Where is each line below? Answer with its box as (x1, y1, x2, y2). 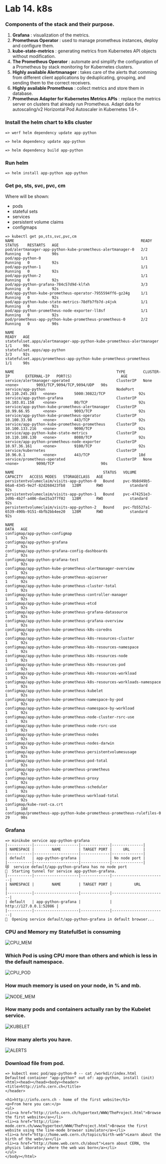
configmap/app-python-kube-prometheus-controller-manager (5, 592, 128, 597)
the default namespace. (5, 958, 64, 965)
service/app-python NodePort (5, 387, 135, 392)
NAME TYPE (5, 370, 126, 375)
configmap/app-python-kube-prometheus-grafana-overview (5, 619, 123, 624)
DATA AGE (5, 527, 28, 532)
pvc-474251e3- (123, 492, 153, 497)
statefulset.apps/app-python (5, 348, 66, 353)
